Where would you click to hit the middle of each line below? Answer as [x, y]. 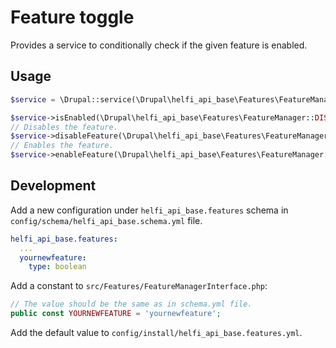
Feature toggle [72, 17]
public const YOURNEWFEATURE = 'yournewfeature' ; [116, 314]
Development [53, 186]
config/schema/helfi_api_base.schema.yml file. [106, 220]
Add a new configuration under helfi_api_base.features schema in [149, 210]
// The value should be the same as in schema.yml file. [131, 304]
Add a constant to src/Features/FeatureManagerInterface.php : [139, 286]
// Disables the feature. [64, 127]
